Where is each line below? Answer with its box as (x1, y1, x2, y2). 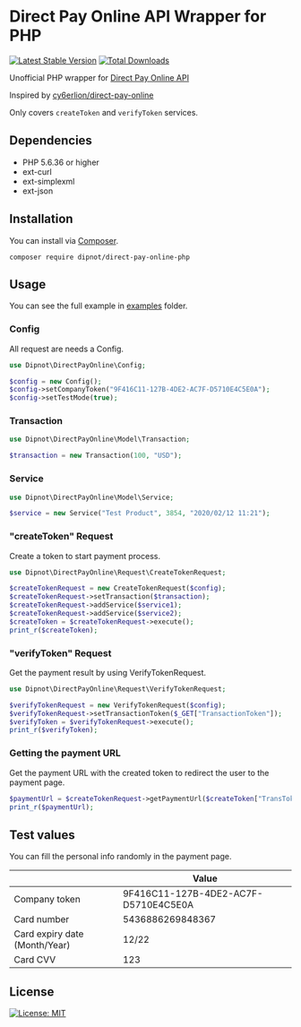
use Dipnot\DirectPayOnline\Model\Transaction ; (9, 435, 191, 444)
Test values (9, 827, 75, 842)
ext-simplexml (21, 176, 75, 186)
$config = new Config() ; (9, 376, 102, 386)
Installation (9, 211, 73, 227)
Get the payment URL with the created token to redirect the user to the (9, 767, 270, 778)
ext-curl (21, 166, 52, 177)
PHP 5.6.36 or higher (21, 157, 100, 168)
